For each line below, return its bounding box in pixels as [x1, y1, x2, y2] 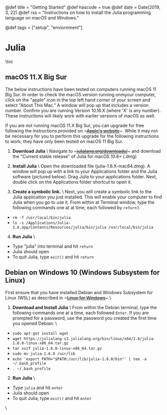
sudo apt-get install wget [12, 331, 69, 336]
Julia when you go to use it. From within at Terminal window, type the [12, 199, 155, 205]
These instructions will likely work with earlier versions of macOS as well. [5, 112, 156, 119]
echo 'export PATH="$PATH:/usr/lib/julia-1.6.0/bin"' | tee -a [12, 357, 147, 362]
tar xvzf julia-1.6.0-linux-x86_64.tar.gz [12, 346, 102, 351]
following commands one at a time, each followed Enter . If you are [12, 310, 149, 316]
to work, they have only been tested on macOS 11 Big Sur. [5, 138, 124, 144]
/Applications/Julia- [25, 220, 71, 225]
